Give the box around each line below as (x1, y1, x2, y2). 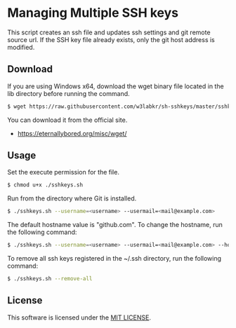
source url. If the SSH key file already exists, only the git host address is (7, 35, 216, 43)
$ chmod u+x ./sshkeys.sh (7, 182, 83, 189)
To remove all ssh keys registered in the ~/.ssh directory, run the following (7, 254, 222, 263)
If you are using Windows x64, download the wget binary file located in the (7, 82, 224, 90)
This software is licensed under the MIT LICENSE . (7, 313, 151, 322)
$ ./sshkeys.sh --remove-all (7, 275, 93, 282)
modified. (7, 43, 35, 51)
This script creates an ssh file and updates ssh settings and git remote (7, 28, 211, 36)
